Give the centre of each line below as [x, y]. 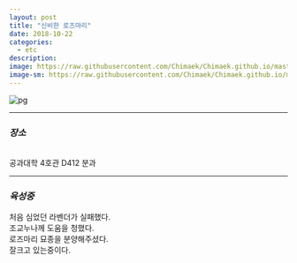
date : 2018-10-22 [41, 34]
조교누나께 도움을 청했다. [52, 228]
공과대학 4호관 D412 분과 [53, 163]
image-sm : [27, 75]
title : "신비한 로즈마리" [50, 26]
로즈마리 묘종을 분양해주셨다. [59, 239]
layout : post [33, 17]
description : [33, 58]
